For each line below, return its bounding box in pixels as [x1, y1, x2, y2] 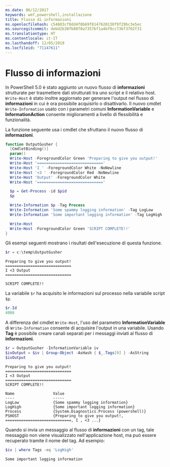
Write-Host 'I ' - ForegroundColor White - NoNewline [10, 165, 122, 171]
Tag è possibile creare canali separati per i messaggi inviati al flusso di [5, 331, 153, 337]
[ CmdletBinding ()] [10, 146, 49, 152]
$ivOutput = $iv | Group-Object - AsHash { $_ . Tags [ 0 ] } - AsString [5, 350, 149, 355]
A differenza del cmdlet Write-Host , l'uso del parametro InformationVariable [5, 319, 165, 326]
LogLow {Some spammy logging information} [5, 400, 128, 405]
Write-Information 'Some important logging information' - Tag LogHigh [10, 212, 162, 217]
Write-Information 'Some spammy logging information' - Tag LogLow [10, 207, 153, 213]
